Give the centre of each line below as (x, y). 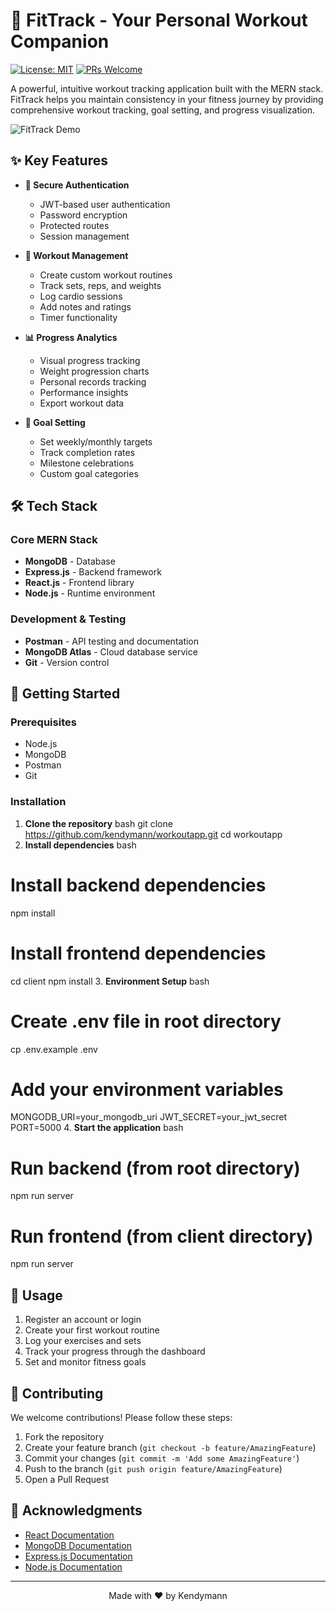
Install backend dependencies (138, 885)
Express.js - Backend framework (93, 572)
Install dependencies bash (80, 845)
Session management (84, 236)
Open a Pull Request (67, 1479)
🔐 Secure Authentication (77, 185)
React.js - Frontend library (79, 583)
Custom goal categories (89, 473)
